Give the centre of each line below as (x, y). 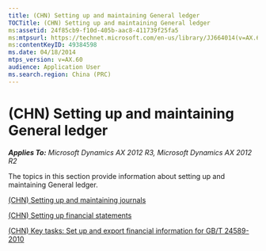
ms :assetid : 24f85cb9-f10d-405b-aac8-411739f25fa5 (93, 30)
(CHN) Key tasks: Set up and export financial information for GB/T (116, 230)
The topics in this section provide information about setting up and (117, 176)
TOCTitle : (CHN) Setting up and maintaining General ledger (110, 23)
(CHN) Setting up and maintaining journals (77, 200)
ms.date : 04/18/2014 (42, 52)
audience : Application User (55, 67)
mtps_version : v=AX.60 (46, 60)
